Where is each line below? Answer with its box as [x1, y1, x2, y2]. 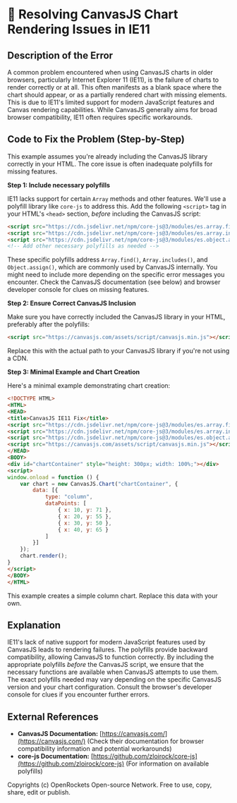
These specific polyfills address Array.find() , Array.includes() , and [7, 255, 208, 264]
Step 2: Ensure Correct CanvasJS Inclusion [7, 299, 136, 307]
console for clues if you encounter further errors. [7, 690, 150, 699]
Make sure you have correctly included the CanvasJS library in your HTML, [7, 313, 226, 321]
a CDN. [7, 354, 28, 362]
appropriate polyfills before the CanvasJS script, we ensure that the [7, 661, 205, 669]
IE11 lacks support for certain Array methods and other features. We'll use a [7, 194, 226, 203]
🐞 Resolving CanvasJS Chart [7, 6, 178, 23]
